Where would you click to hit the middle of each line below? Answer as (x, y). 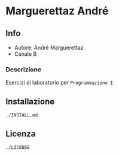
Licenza (21, 133)
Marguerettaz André (57, 11)
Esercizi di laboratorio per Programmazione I (59, 83)
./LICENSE (18, 147)
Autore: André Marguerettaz (49, 47)
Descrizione (24, 69)
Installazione (30, 101)
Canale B (25, 54)
